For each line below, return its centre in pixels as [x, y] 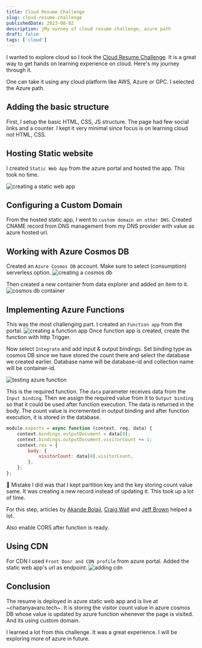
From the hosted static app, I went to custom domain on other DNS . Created [99, 220]
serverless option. [29, 273]
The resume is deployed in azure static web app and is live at [82, 601]
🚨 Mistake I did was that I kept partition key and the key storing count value [99, 485]
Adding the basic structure [58, 107]
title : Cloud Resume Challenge [46, 12]
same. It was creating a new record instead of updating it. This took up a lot [100, 491]
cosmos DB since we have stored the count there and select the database [98, 355]
